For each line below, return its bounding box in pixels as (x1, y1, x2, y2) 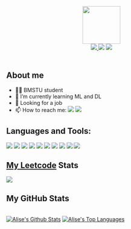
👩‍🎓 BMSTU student (14, 86, 63, 93)
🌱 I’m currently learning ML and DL (14, 93, 101, 100)
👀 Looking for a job (14, 99, 63, 106)
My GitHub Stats (6, 193, 69, 204)
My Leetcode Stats (6, 160, 78, 171)
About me (6, 71, 44, 81)
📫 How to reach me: (14, 106, 67, 113)
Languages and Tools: (6, 126, 92, 136)
